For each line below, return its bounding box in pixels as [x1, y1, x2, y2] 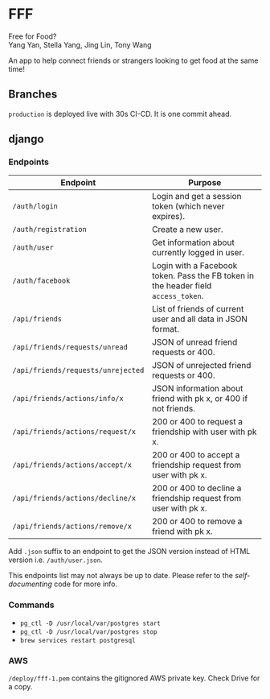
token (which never [151, 201, 225, 212]
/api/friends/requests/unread [12, 343, 129, 352]
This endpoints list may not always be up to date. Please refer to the [8, 571, 233, 581]
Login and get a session [151, 191, 243, 202]
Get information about [151, 237, 235, 248]
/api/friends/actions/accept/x [12, 461, 133, 469]
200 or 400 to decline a [151, 482, 242, 494]
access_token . [151, 291, 204, 302]
